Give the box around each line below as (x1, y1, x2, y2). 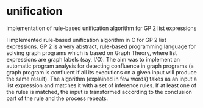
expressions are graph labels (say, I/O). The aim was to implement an (6, 56, 180, 63)
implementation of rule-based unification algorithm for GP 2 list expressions (6, 24, 197, 32)
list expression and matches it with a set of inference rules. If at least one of (6, 81, 197, 89)
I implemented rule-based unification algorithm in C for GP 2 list (6, 36, 166, 43)
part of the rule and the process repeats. (6, 95, 109, 102)
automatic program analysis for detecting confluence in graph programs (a (6, 62, 194, 70)
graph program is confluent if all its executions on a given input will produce (6, 68, 197, 76)
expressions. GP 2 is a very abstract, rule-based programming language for (6, 43, 196, 50)
